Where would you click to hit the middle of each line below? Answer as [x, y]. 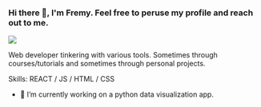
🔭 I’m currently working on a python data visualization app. [117, 94]
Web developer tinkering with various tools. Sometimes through [113, 55]
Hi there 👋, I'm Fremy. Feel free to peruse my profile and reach [131, 13]
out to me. [28, 22]
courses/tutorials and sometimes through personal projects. [107, 64]
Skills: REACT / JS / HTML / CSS [61, 79]
